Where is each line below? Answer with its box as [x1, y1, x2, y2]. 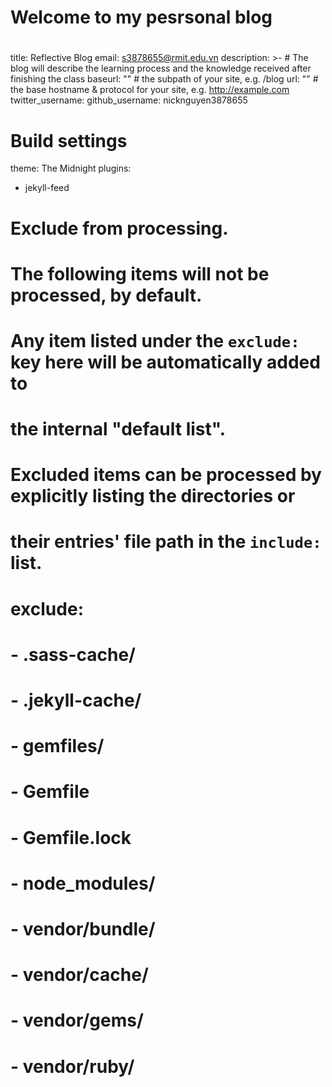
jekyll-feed [24, 182, 70, 194]
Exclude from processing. [10, 217, 229, 240]
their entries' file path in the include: [10, 531, 322, 553]
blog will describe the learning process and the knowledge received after [10, 62, 312, 75]
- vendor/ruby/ [10, 1055, 135, 1078]
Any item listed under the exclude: [10, 329, 300, 352]
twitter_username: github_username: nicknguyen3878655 [10, 94, 248, 106]
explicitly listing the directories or [10, 485, 296, 508]
